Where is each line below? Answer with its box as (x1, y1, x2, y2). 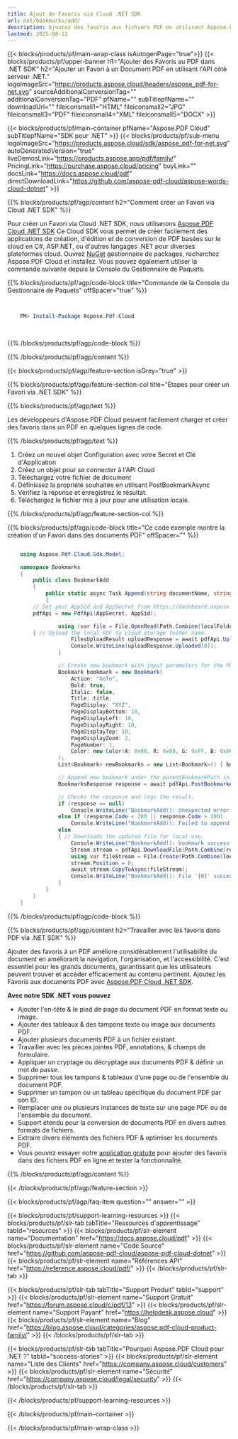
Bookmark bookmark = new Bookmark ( (57, 668, 163, 675)
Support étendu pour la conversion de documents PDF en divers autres (17, 1118, 226, 1127)
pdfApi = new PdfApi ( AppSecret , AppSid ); (33, 609, 157, 617)
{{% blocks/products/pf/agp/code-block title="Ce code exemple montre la (7, 523, 225, 532)
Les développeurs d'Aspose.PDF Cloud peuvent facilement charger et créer (7, 415, 228, 424)
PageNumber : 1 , (70, 741, 115, 749)
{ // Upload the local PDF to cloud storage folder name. (33, 629, 208, 636)
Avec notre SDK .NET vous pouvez (7, 991, 111, 1000)
